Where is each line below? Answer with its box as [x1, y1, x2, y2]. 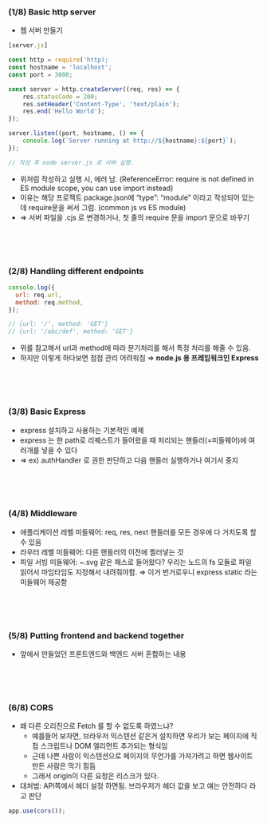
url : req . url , [15, 291, 62, 299]
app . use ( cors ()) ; [8, 807, 66, 815]
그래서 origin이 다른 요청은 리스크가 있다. [31, 771, 159, 781]
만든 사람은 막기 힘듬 [31, 761, 96, 771]
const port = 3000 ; [8, 70, 73, 78]
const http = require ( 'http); [8, 56, 109, 64]
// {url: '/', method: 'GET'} [8, 320, 109, 328]
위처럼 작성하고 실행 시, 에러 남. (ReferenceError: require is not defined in [19, 174, 254, 184]
